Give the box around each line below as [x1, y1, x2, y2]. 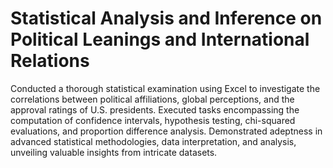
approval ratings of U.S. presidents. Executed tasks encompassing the [10, 103, 300, 116]
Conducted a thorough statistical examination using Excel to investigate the [10, 82, 321, 94]
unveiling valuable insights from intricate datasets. [10, 146, 218, 158]
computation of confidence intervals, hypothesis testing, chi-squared [10, 114, 296, 126]
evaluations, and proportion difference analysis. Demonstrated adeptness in [10, 125, 323, 137]
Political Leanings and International [10, 28, 310, 51]
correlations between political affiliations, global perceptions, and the [10, 93, 295, 105]
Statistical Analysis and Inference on [10, 7, 323, 30]
